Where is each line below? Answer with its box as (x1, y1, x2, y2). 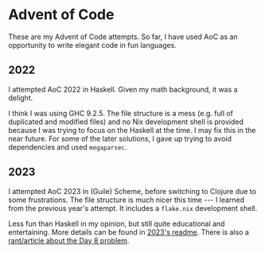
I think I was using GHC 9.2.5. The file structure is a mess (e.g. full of (8, 108, 233, 118)
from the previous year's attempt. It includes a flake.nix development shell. (8, 203, 257, 212)
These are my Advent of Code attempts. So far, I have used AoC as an (8, 32, 238, 41)
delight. (8, 93, 33, 103)
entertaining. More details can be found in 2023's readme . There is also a (8, 227, 249, 236)
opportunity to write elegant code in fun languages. (8, 40, 177, 49)
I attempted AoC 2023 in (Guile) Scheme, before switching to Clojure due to (8, 186, 257, 196)
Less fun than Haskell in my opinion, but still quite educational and (8, 219, 225, 228)
